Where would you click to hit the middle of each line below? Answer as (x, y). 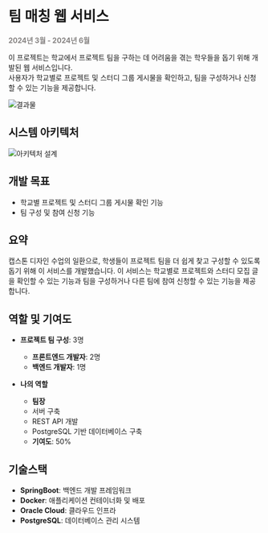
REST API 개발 (55, 421)
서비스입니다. (52, 67)
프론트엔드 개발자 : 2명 (66, 357)
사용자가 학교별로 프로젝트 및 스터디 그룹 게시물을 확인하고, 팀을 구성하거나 (125, 77)
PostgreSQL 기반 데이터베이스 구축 (87, 432)
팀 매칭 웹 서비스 (59, 17)
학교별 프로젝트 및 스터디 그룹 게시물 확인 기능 (91, 202)
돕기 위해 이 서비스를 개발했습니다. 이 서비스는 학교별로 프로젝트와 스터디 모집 (129, 271)
